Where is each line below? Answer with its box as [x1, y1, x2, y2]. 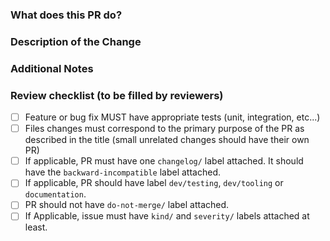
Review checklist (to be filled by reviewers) [10, 88, 224, 102]
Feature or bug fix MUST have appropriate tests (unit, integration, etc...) [24, 111, 321, 123]
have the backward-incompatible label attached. [24, 166, 221, 178]
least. [24, 221, 48, 233]
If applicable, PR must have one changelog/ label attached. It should [24, 155, 304, 167]
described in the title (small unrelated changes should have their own [24, 134, 310, 146]
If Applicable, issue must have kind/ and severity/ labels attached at [24, 210, 310, 222]
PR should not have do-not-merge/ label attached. [24, 199, 230, 211]
